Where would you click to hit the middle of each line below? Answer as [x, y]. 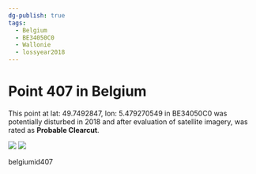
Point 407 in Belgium [77, 91]
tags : [17, 23]
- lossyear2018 [40, 52]
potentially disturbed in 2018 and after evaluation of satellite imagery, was [128, 121]
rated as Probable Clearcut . [54, 130]
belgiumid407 [31, 161]
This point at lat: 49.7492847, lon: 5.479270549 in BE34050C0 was [118, 113]
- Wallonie [33, 45]
